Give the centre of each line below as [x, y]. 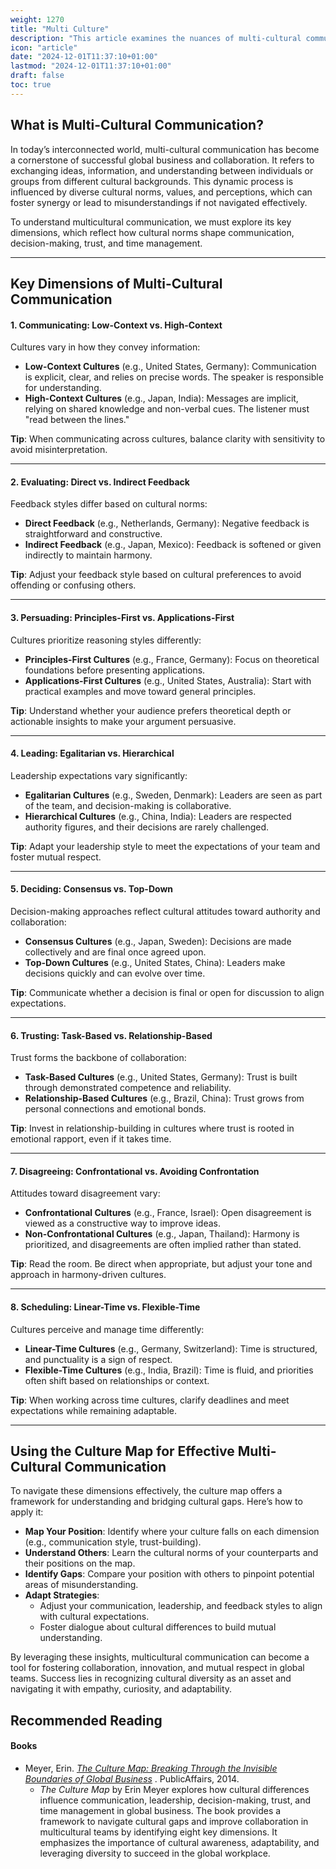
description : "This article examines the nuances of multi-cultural [156, 38]
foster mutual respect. [56, 857]
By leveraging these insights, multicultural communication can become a [160, 1657]
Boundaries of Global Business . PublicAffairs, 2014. [132, 1778]
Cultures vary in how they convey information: [105, 347]
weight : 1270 [37, 19]
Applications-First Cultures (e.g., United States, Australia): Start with [168, 680]
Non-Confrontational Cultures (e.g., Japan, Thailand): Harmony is [162, 1234]
